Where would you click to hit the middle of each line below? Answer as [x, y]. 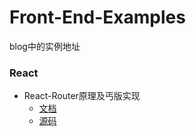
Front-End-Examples [97, 17]
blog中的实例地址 [45, 46]
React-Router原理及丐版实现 [82, 96]
